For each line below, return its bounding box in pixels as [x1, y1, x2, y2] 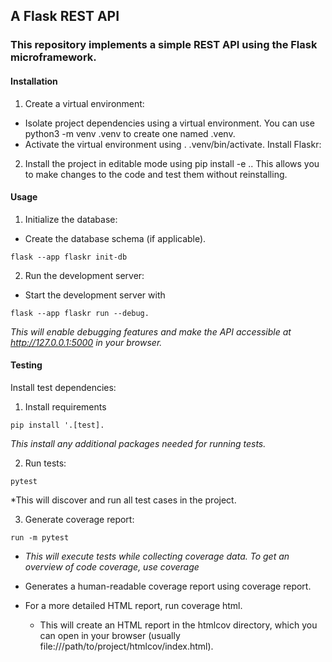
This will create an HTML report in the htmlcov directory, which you [39, 619, 318, 631]
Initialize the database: [24, 213, 118, 225]
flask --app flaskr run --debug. [10, 308, 150, 318]
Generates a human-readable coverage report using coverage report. [24, 580, 312, 592]
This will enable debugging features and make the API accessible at [10, 325, 292, 338]
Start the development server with [24, 289, 166, 301]
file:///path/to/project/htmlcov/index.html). [39, 640, 214, 652]
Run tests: [24, 457, 67, 469]
